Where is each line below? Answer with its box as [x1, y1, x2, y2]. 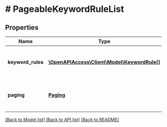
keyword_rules [7, 59, 44, 65]
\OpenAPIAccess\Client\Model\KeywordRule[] [48, 59, 161, 65]
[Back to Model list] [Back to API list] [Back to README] [5, 117, 119, 123]
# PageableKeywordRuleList [5, 3, 124, 15]
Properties [5, 23, 39, 32]
